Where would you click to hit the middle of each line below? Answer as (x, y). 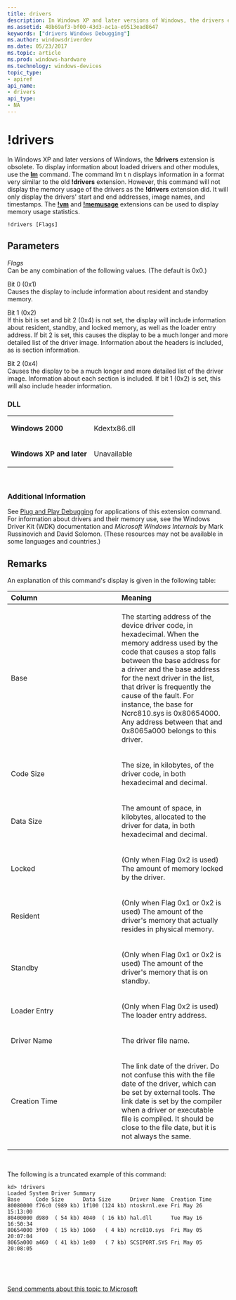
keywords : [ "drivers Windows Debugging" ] (69, 33)
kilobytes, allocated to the (164, 817)
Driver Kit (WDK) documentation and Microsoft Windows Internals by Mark (115, 527)
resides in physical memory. (168, 929)
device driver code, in (157, 626)
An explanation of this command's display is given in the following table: (112, 581)
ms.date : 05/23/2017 (38, 46)
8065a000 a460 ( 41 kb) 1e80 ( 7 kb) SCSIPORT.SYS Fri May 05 (105, 1243)
